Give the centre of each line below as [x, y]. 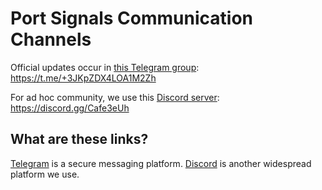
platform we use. [45, 174]
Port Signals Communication [132, 18]
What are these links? [79, 139]
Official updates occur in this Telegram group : [105, 67]
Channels [51, 39]
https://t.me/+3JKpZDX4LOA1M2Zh [83, 78]
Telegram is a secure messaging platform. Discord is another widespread [161, 163]
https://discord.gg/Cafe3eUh [70, 108]
